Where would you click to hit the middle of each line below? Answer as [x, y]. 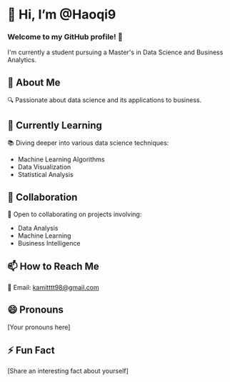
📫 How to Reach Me [53, 267]
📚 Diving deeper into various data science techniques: [88, 143]
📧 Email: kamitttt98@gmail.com [53, 287]
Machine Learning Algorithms [61, 159]
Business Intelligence [49, 243]
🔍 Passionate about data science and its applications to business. [105, 100]
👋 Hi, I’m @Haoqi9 [62, 15]
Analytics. [22, 60]
